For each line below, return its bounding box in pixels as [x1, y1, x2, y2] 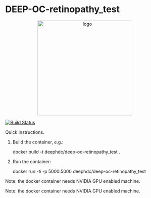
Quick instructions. [5, 129, 44, 135]
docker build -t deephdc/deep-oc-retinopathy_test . [12, 148, 120, 155]
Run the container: [12, 158, 52, 165]
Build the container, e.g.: [12, 139, 64, 145]
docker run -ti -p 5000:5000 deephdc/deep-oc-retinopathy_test [12, 168, 146, 174]
